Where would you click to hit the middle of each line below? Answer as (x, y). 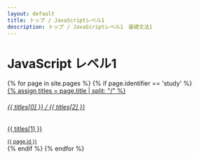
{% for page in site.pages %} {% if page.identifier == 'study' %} (100, 83)
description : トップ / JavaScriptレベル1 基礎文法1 (80, 27)
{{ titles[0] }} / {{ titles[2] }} (46, 106)
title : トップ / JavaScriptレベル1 (56, 20)
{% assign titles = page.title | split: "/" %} (67, 91)
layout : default (31, 14)
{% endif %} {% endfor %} (46, 148)
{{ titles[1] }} (25, 129)
